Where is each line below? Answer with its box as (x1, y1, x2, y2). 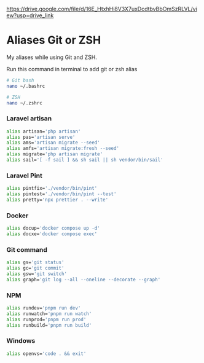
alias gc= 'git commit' (6, 265, 65, 271)
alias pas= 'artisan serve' (6, 134, 76, 140)
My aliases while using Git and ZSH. (6, 53, 97, 61)
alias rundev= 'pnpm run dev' (6, 305, 81, 311)
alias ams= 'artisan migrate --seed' (6, 139, 100, 146)
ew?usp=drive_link (6, 12, 54, 19)
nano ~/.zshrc (6, 100, 43, 106)
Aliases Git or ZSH (6, 33, 101, 47)
